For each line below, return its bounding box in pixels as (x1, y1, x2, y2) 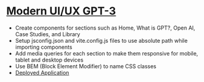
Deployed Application (15, 69, 69, 76)
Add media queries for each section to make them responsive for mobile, (15, 49, 199, 57)
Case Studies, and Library (15, 30, 80, 37)
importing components (15, 43, 72, 51)
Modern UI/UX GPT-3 (6, 4, 116, 18)
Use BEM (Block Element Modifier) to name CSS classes (15, 62, 157, 70)
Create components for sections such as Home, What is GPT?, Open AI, (15, 24, 195, 31)
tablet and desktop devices (15, 56, 84, 63)
